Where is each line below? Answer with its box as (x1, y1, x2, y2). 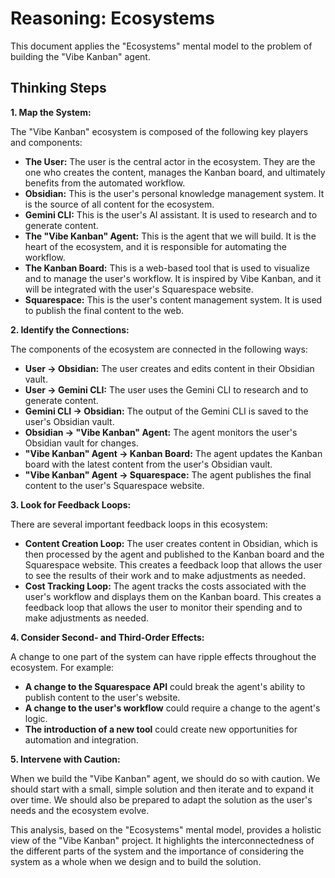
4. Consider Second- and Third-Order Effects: (10, 631, 205, 643)
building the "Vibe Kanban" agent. (10, 50, 151, 62)
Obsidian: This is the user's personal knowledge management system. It (24, 187, 325, 199)
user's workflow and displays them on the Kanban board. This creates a (24, 590, 322, 602)
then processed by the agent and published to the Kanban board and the (24, 548, 325, 560)
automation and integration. (24, 733, 139, 746)
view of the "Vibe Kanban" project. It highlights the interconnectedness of (10, 834, 315, 846)
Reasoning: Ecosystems (10, 7, 216, 30)
